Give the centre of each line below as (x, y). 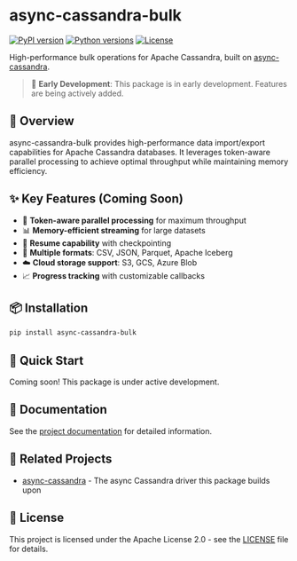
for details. (29, 549)
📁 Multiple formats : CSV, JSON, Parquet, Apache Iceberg (127, 252)
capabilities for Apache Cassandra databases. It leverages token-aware (140, 152)
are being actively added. (77, 93)
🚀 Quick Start (47, 360)
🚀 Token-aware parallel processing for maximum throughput (134, 220)
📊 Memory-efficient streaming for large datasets (113, 230)
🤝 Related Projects (61, 459)
